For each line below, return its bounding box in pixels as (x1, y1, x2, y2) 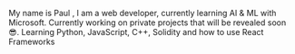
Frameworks (8, 36, 55, 47)
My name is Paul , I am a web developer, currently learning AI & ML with (8, 8, 277, 18)
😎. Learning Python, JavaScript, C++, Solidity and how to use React (8, 27, 264, 37)
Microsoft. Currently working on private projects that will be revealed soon (8, 17, 287, 28)
